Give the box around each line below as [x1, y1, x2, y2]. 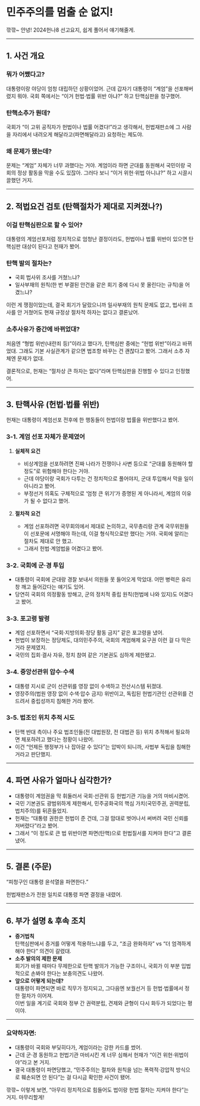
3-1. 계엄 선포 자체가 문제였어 [6, 433, 85, 441]
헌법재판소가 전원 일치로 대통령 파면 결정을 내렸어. [6, 891, 123, 898]
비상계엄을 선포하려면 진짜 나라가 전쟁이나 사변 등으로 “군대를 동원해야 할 [23, 460, 193, 467]
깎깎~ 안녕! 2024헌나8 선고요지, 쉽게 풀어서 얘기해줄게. [6, 26, 135, 33]
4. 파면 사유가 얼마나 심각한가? [6, 775, 112, 786]
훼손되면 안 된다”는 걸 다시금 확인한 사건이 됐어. [21, 1073, 132, 1080]
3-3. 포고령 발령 [6, 614, 50, 623]
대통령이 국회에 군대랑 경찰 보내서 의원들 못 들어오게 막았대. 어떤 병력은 [14, 576, 180, 583]
